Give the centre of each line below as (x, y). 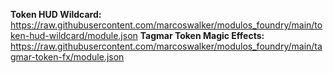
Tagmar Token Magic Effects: (202, 35)
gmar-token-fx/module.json (67, 57)
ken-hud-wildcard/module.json (74, 35)
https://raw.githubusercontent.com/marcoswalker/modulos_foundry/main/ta (166, 46)
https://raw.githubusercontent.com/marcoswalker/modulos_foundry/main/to (166, 25)
